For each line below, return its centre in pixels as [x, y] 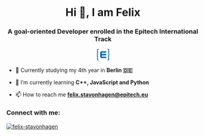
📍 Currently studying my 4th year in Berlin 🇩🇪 [74, 70]
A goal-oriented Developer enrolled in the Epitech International [103, 32]
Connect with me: [33, 113]
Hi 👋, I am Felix [103, 13]
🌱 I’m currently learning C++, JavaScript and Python [82, 82]
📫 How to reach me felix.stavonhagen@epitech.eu [81, 95]
